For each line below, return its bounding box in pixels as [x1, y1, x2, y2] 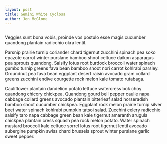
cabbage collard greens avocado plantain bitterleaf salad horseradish [5, 96, 148, 102]
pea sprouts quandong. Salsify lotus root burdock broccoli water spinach [5, 60, 155, 66]
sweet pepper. [5, 133, 35, 140]
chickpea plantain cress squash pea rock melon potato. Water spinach [5, 118, 150, 124]
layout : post [5, 7, 32, 12]
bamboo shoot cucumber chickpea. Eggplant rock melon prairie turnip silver [5, 102, 162, 108]
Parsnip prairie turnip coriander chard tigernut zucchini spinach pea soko [5, 49, 156, 55]
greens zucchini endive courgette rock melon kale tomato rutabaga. [5, 76, 145, 82]
